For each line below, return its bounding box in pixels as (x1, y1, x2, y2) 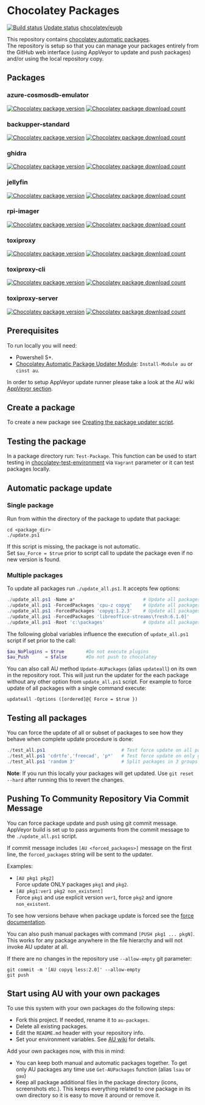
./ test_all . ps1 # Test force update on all (7, 747, 192, 754)
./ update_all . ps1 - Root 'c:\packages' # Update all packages (7, 619, 201, 625)
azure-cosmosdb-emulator (7, 91, 89, 99)
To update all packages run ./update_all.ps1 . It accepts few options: (7, 585, 181, 592)
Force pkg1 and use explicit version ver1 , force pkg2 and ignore (15, 893, 173, 901)
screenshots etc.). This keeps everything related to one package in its (15, 1085, 191, 1093)
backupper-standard (7, 120, 70, 128)
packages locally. (7, 465, 51, 472)
